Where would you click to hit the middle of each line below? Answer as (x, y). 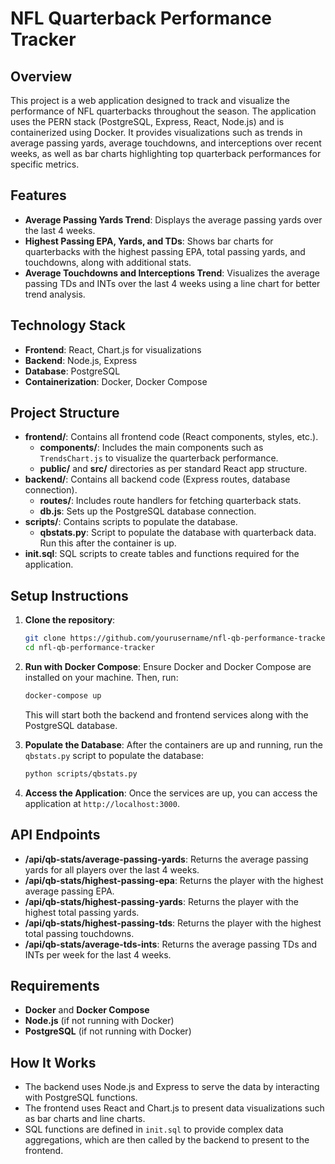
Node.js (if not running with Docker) (99, 1021)
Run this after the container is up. (108, 543)
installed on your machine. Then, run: (101, 677)
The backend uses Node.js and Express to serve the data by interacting (172, 1087)
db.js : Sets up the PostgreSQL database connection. (148, 511)
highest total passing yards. (82, 912)
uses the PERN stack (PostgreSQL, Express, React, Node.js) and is (147, 121)
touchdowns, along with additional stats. (108, 262)
